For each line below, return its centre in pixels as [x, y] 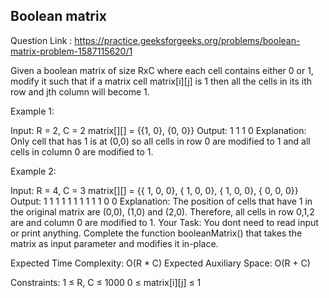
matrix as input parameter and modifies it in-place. [114, 243]
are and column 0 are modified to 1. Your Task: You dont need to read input [164, 222]
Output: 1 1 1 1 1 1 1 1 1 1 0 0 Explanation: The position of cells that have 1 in [161, 201]
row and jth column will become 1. [80, 91]
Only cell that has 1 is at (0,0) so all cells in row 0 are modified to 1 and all [160, 141]
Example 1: [32, 111]
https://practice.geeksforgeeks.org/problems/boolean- [187, 40]
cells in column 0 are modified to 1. [82, 151]
